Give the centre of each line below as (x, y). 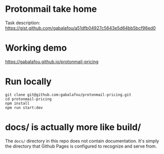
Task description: (23, 23)
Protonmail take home (51, 9)
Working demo (36, 48)
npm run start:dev (24, 108)
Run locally (28, 82)
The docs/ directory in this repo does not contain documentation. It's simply (82, 141)
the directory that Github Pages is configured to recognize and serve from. (81, 146)
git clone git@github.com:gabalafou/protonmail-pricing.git (68, 95)
